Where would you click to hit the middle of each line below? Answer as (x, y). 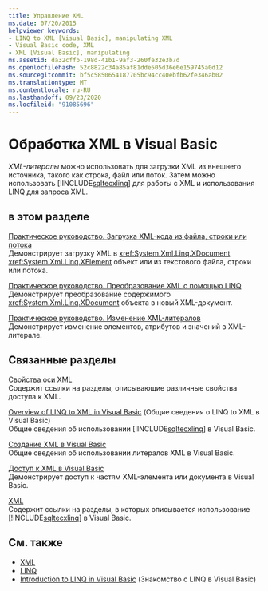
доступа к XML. (35, 396)
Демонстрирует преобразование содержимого (90, 294)
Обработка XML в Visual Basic (113, 144)
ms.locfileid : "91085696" (51, 105)
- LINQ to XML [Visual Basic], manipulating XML (91, 38)
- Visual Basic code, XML (51, 46)
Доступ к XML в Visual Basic (56, 468)
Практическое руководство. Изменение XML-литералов (104, 318)
